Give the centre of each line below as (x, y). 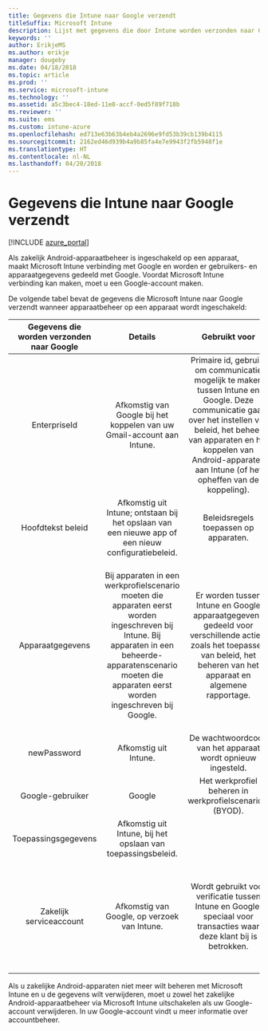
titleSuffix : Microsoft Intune (60, 23)
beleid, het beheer (229, 430)
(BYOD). (228, 811)
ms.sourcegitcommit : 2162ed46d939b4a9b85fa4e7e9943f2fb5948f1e (116, 142)
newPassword (54, 753)
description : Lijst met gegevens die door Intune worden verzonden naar (132, 30)
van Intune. (142, 927)
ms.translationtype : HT (48, 149)
